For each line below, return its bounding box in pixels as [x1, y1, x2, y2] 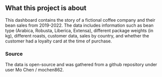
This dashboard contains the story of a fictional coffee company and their [5, 17, 156, 23]
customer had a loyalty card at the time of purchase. [5, 38, 112, 44]
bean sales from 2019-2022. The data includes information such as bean [5, 22, 154, 28]
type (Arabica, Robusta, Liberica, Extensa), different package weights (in [5, 27, 154, 34]
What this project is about [5, 4, 87, 12]
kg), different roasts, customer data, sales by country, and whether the [5, 33, 150, 38]
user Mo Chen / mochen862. [5, 67, 64, 73]
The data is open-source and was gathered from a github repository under [5, 62, 158, 68]
